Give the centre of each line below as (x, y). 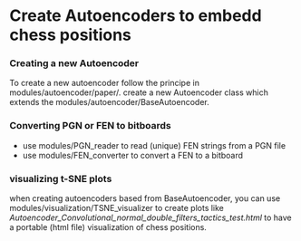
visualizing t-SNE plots (61, 178)
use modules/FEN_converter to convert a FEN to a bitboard (132, 155)
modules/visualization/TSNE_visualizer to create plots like (117, 208)
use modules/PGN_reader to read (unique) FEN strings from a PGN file (154, 145)
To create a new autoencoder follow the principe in (104, 83)
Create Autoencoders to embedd (136, 16)
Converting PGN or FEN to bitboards (91, 126)
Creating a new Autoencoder (74, 63)
